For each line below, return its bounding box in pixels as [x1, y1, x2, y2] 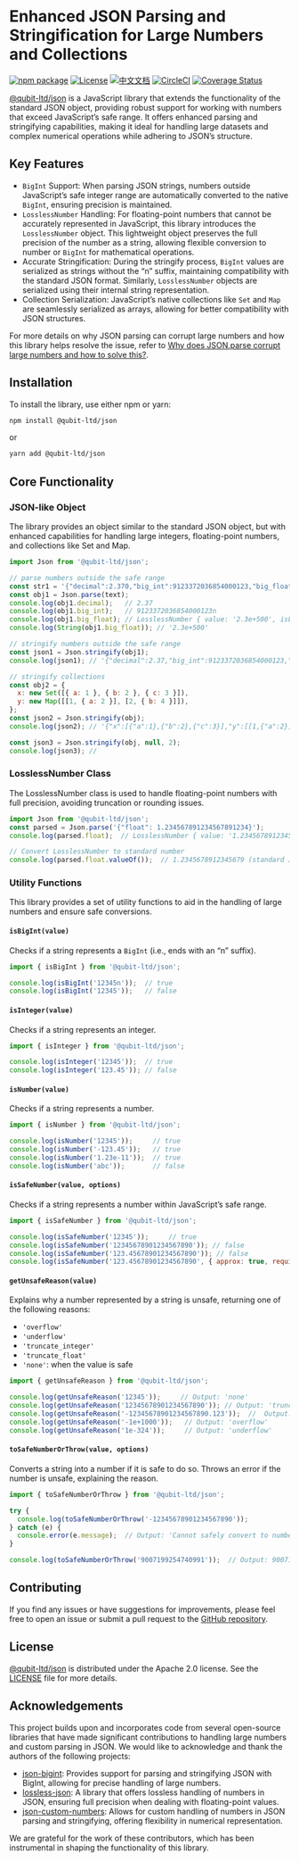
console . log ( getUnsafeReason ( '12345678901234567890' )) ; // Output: [9, 1401, 265, 1410]
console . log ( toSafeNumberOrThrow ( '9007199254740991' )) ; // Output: [9, 1556, 269, 1565]
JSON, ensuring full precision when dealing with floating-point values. [21, 1796, 279, 1807]
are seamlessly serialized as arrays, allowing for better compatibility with [21, 303, 289, 314]
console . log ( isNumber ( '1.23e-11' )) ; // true [9, 1153, 181, 1162]
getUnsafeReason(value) [9, 1276, 98, 1285]
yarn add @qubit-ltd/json [9, 449, 105, 459]
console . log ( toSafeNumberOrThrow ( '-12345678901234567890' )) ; [17, 1515, 249, 1524]
